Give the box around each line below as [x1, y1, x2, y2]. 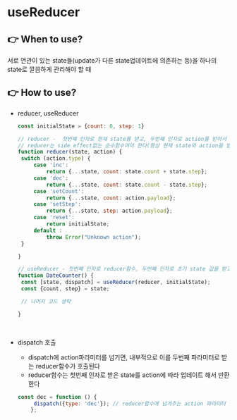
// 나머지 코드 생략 [20, 297, 71, 305]
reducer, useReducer [17, 109, 79, 117]
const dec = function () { [17, 393, 97, 400]
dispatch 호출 [17, 338, 56, 346]
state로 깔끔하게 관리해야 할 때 [7, 65, 92, 73]
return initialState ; [46, 221, 110, 228]
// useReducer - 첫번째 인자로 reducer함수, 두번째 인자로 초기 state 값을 [17, 266, 219, 273]
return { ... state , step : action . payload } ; [46, 207, 173, 215]
